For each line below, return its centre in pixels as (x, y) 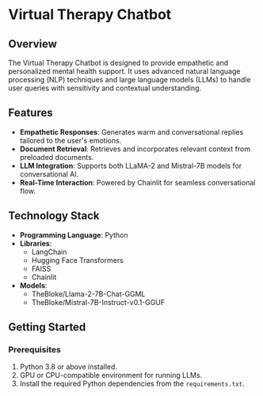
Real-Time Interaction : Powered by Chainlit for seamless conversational (137, 182)
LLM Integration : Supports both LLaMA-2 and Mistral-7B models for (131, 166)
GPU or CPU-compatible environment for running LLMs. (111, 375)
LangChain (49, 252)
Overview (33, 44)
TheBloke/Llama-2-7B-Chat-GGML (88, 294)
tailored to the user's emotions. (71, 140)
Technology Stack (54, 216)
